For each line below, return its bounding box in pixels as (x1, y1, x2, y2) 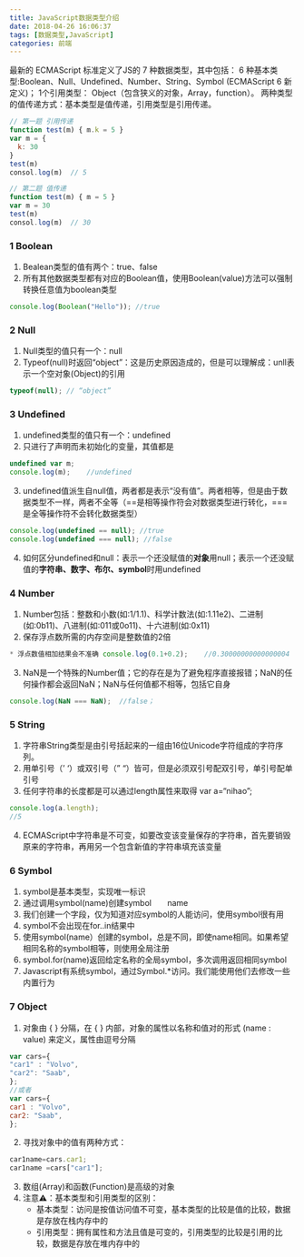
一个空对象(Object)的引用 (30, 368, 125, 379)
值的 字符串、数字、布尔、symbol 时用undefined (22, 563, 201, 574)
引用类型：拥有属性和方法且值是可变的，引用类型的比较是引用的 (35, 1227, 275, 1238)
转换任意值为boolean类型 (22, 284, 117, 296)
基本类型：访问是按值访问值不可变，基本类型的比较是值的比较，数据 (35, 1204, 291, 1215)
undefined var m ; (9, 459, 75, 468)
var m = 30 (9, 201, 51, 210)
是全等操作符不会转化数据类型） (22, 508, 142, 519)
